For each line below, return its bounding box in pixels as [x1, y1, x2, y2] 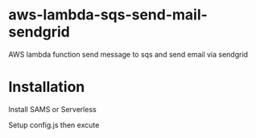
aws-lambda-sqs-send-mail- [8, 6, 208, 24]
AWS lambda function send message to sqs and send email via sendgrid [8, 49, 248, 59]
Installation [8, 78, 85, 96]
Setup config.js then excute [8, 119, 100, 130]
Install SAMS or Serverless [8, 104, 97, 114]
